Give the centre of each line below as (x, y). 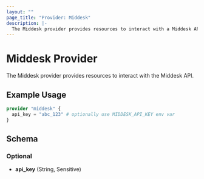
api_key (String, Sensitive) (48, 169)
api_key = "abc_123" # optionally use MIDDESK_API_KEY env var (93, 114)
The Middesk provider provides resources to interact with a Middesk (101, 29)
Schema (22, 139)
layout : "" (20, 12)
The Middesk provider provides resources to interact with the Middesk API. (100, 76)
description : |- (27, 23)
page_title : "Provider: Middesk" (49, 18)
